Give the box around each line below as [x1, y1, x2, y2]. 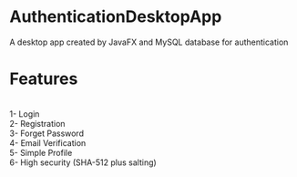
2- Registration [9, 118, 66, 129]
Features [9, 68, 78, 89]
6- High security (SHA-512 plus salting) [9, 157, 157, 168]
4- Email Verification [9, 137, 87, 148]
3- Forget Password [9, 128, 85, 139]
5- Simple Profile [9, 147, 73, 158]
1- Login [9, 108, 40, 120]
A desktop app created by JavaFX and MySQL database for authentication [9, 36, 289, 47]
